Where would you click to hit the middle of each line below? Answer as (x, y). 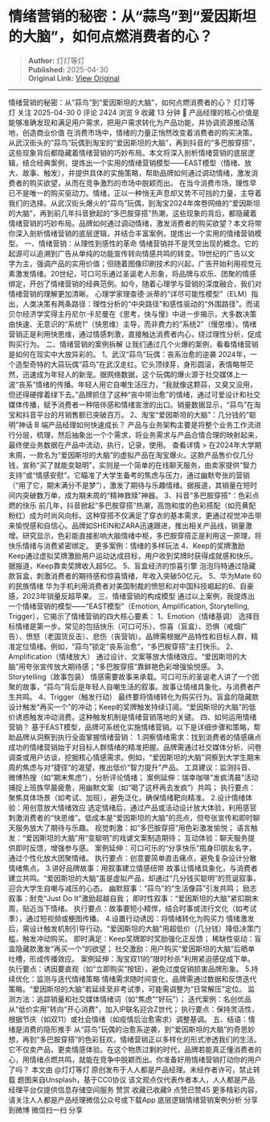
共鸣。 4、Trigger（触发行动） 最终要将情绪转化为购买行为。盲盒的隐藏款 (137, 696)
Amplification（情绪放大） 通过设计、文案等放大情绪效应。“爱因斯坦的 (124, 656)
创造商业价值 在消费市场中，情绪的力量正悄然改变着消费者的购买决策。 (139, 132)
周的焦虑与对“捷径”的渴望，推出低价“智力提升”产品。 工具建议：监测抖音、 (132, 767)
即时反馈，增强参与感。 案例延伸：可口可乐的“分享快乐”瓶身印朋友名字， (135, 848)
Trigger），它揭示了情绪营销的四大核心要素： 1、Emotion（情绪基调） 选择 (131, 616)
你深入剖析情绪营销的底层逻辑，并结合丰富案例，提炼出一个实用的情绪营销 (131, 233)
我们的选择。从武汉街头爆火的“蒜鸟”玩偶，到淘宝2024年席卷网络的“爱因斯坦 (135, 203)
